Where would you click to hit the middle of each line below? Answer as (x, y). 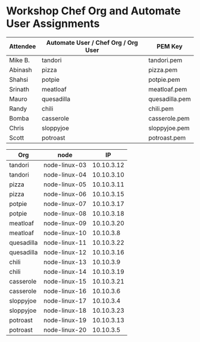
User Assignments (53, 24)
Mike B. (20, 60)
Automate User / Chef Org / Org (92, 42)
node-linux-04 (65, 174)
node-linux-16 (65, 291)
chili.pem (161, 109)
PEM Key (170, 46)
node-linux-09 (65, 223)
